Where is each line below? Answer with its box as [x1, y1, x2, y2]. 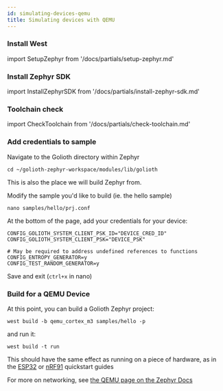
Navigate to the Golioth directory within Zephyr [7, 152, 140, 161]
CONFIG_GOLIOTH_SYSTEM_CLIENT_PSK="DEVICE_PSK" [7, 236, 146, 243]
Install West [7, 39, 48, 49]
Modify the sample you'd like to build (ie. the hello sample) [7, 191, 173, 200]
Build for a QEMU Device [7, 289, 91, 298]
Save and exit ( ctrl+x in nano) [7, 272, 93, 280]
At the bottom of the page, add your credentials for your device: [7, 217, 188, 225]
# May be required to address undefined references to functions [7, 248, 198, 254]
